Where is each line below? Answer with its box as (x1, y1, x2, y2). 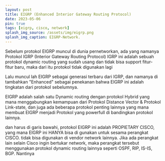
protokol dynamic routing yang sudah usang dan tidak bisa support (5, 59, 142, 65)
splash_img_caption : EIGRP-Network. (5, 35, 81, 40)
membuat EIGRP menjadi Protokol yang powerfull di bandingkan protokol (5, 109, 153, 115)
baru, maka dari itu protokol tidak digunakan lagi (14, 64, 113, 70)
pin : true (5, 21, 26, 26)
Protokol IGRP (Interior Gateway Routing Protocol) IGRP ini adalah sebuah (5, 53, 154, 59)
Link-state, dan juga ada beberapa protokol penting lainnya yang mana (5, 104, 149, 110)
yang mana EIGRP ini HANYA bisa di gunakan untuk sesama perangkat (5, 129, 149, 135)
